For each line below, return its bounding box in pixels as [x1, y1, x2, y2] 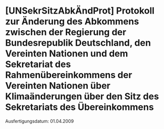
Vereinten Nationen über [5, 80, 111, 92]
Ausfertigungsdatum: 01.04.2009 [5, 118, 74, 124]
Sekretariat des [5, 58, 71, 70]
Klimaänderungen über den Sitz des [5, 91, 159, 102]
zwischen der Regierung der [5, 27, 127, 38]
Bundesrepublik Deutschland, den [5, 37, 151, 49]
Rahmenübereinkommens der [5, 70, 132, 81]
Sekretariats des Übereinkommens [5, 101, 154, 113]
